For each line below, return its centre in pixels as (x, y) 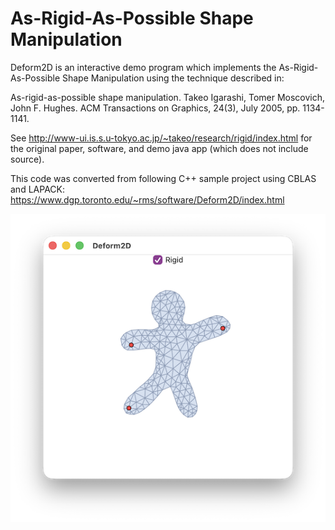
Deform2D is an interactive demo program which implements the (143, 67)
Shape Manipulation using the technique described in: (173, 78)
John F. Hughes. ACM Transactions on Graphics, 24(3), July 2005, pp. (155, 108)
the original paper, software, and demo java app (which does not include (159, 148)
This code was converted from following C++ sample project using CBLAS (163, 178)
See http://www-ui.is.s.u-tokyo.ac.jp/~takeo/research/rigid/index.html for (161, 138)
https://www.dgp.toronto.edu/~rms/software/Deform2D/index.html (147, 199)
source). (27, 159)
